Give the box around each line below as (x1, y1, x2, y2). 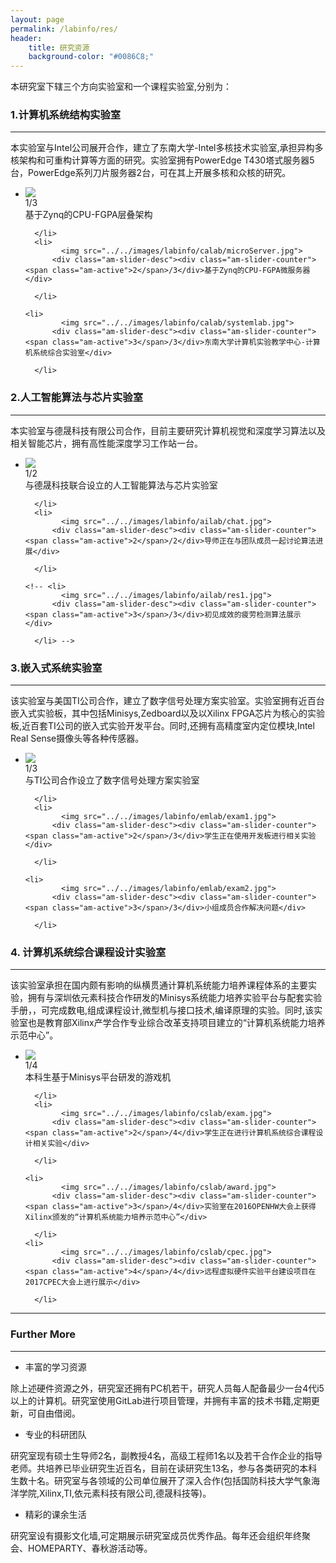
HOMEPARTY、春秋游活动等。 (27, 1542, 153, 1554)
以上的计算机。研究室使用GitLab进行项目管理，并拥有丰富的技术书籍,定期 (10, 1394, 312, 1406)
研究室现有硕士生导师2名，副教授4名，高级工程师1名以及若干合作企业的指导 (10, 1449, 323, 1461)
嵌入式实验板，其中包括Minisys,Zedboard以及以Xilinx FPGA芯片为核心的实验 (10, 707, 326, 720)
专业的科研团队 (24, 1428, 87, 1440)
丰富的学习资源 (24, 1361, 87, 1373)
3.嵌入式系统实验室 (10, 661, 103, 675)
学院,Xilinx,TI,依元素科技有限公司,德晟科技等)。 (18, 1487, 212, 1499)
